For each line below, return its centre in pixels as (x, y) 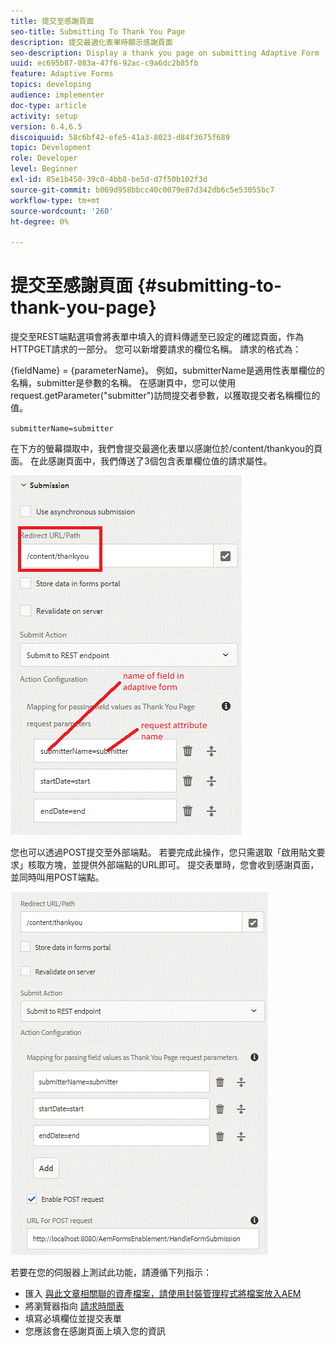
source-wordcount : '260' (62, 211)
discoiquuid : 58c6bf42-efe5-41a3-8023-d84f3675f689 (120, 137)
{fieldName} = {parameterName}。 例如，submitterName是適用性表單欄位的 (167, 371)
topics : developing (51, 85)
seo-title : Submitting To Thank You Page (98, 31)
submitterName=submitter (62, 429)
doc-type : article (48, 105)
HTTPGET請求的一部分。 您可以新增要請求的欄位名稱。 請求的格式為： (156, 349)
